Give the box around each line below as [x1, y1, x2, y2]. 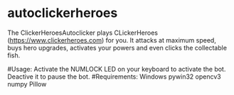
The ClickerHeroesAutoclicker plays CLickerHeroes [7, 28, 159, 37]
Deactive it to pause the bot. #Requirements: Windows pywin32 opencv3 [7, 72, 222, 81]
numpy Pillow [7, 79, 47, 88]
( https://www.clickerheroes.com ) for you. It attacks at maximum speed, [7, 35, 217, 44]
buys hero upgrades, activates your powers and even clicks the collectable [7, 43, 228, 52]
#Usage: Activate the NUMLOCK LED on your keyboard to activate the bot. [7, 65, 226, 73]
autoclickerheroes [7, 5, 118, 21]
